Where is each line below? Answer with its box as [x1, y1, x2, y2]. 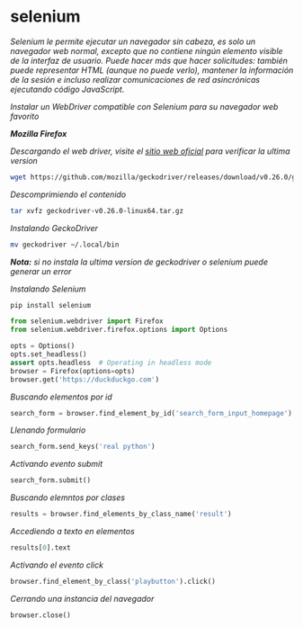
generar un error [10, 265, 72, 276]
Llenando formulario [10, 425, 86, 435]
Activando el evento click [10, 560, 104, 570]
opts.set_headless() [10, 350, 88, 359]
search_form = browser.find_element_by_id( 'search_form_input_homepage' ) [10, 408, 293, 417]
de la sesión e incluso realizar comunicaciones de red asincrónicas [10, 74, 260, 85]
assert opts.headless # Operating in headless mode [10, 358, 212, 367]
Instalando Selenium [10, 283, 86, 294]
